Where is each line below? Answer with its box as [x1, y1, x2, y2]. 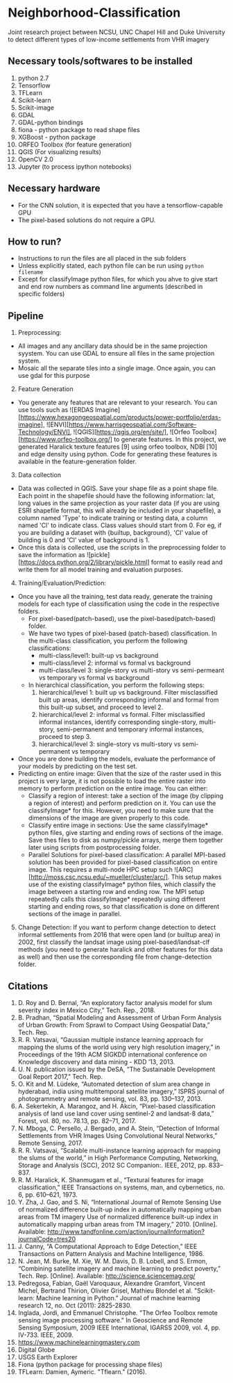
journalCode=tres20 [17, 1235, 76, 1243]
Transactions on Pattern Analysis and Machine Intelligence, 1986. [17, 1250, 205, 1258]
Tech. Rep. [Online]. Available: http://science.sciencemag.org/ [17, 1272, 196, 1280]
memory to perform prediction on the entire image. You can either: [17, 784, 208, 793]
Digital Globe [17, 1345, 55, 1354]
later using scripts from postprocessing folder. [28, 843, 161, 852]
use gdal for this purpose [17, 372, 90, 380]
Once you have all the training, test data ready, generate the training [17, 593, 213, 601]
